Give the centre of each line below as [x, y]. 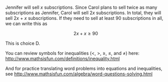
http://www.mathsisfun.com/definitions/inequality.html [63, 59]
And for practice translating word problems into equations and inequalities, [84, 69]
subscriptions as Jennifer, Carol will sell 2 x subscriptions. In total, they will [83, 13]
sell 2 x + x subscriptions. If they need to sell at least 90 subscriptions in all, [84, 18]
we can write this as [26, 23]
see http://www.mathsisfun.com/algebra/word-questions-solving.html [79, 74]
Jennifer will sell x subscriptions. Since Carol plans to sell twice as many [81, 7]
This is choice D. [23, 43]
